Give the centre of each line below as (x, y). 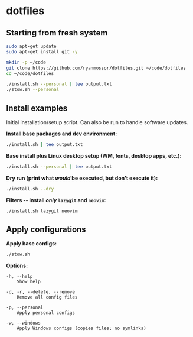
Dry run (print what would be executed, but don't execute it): (82, 178)
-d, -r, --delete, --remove (41, 292)
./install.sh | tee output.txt (45, 144)
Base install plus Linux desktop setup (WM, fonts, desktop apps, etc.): (94, 155)
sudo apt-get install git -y (42, 51)
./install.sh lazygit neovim (42, 211)
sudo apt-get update (32, 46)
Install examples (37, 108)
